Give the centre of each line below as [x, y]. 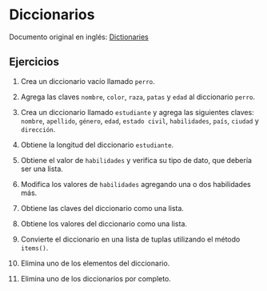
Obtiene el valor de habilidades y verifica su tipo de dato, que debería [136, 160]
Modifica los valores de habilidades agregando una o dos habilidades [135, 184]
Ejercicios [34, 62]
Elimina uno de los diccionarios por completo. [96, 278]
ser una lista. [42, 169]
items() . [34, 247]
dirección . [38, 129]
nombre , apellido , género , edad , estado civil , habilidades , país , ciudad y [139, 121]
